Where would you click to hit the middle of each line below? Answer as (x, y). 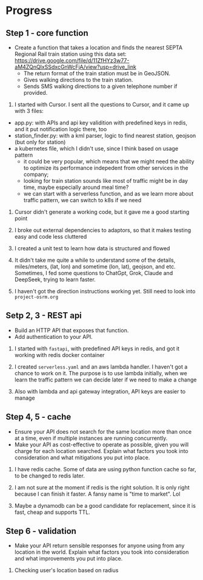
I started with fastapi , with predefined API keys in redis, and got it (97, 348)
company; (36, 174)
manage (25, 398)
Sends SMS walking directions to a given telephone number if (100, 86)
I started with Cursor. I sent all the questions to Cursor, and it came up (101, 104)
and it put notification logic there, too (61, 129)
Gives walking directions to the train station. (78, 80)
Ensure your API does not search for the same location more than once (103, 431)
